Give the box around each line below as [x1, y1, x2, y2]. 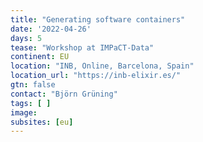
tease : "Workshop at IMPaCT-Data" [10, 42, 155, 53]
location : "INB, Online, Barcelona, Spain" [10, 61, 195, 71]
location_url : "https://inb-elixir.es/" [10, 71, 182, 81]
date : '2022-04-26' [10, 24, 92, 34]
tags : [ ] [10, 98, 52, 108]
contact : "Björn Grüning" [10, 89, 118, 99]
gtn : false [10, 80, 56, 90]
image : [10, 107, 38, 118]
